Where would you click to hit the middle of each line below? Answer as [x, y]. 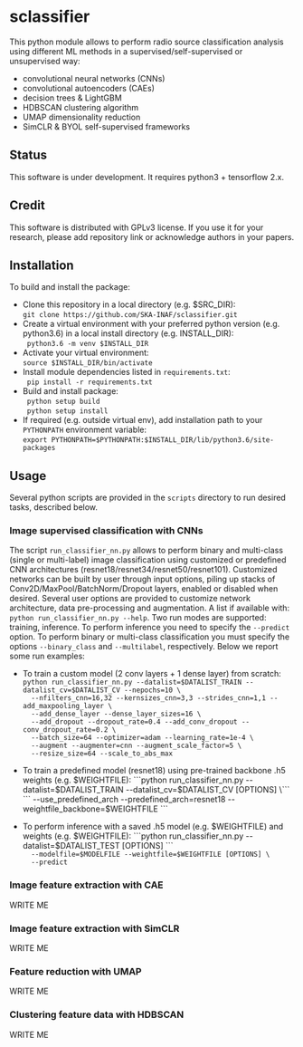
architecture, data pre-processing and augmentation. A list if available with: [150, 608]
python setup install [67, 411]
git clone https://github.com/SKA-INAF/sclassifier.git [130, 315]
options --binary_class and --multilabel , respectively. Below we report [144, 647]
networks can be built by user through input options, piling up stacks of [142, 579]
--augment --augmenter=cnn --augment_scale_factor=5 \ [137, 746]
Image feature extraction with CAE [87, 885]
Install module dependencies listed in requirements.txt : [126, 372]
